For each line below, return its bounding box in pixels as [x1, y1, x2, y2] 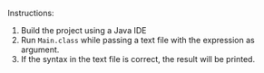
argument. [20, 44, 60, 55]
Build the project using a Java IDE [20, 25, 147, 35]
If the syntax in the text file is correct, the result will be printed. [20, 54, 255, 64]
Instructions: [7, 8, 54, 18]
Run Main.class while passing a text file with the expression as [20, 35, 255, 45]
